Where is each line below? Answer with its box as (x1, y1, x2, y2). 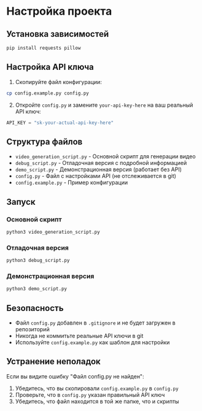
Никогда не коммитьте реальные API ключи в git (15, 332, 144, 339)
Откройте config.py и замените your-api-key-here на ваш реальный (15, 101, 193, 109)
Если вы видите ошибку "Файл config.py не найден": (6, 372, 144, 380)
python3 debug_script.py (6, 258, 70, 264)
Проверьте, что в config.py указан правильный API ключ (15, 391, 165, 398)
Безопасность (6, 302, 64, 313)
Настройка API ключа (6, 62, 94, 72)
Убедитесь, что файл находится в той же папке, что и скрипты (15, 398, 179, 405)
